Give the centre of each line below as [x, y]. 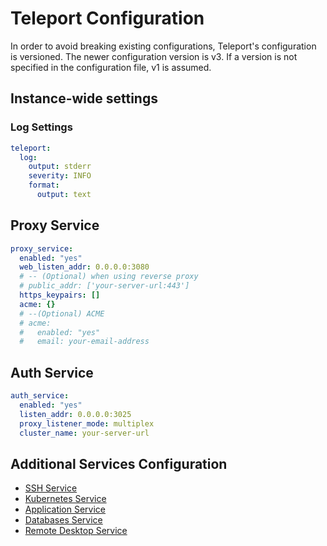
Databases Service [63, 520]
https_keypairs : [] [60, 295]
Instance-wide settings [84, 98]
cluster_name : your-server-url [84, 433]
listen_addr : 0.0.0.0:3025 [75, 414]
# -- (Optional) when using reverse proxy [109, 277]
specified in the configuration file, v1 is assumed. [111, 67]
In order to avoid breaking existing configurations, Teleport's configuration [163, 46]
